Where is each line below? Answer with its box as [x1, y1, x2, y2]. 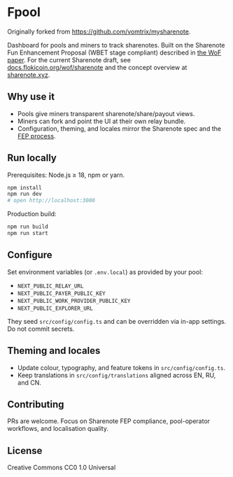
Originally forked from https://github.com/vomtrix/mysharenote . [7, 27, 191, 36]
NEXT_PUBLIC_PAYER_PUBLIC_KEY [17, 290, 106, 297]
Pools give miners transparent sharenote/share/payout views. [17, 109, 195, 118]
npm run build [7, 223, 49, 231]
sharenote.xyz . [7, 71, 50, 79]
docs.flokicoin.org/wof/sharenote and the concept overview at [7, 63, 188, 71]
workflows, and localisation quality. [7, 425, 108, 433]
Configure [7, 249, 52, 261]
